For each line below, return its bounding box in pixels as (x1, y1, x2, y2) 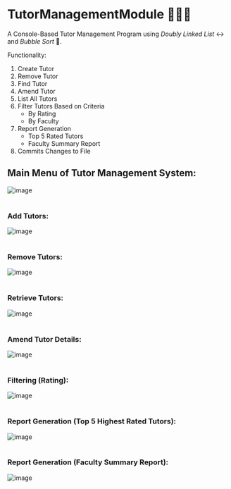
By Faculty (27, 116, 59, 125)
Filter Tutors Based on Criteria (17, 101, 105, 110)
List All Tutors (17, 94, 58, 103)
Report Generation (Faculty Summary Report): (7, 457, 169, 467)
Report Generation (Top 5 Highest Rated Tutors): (7, 416, 177, 426)
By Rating (27, 109, 56, 118)
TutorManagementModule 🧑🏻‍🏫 (7, 6, 192, 23)
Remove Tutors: (7, 252, 63, 261)
